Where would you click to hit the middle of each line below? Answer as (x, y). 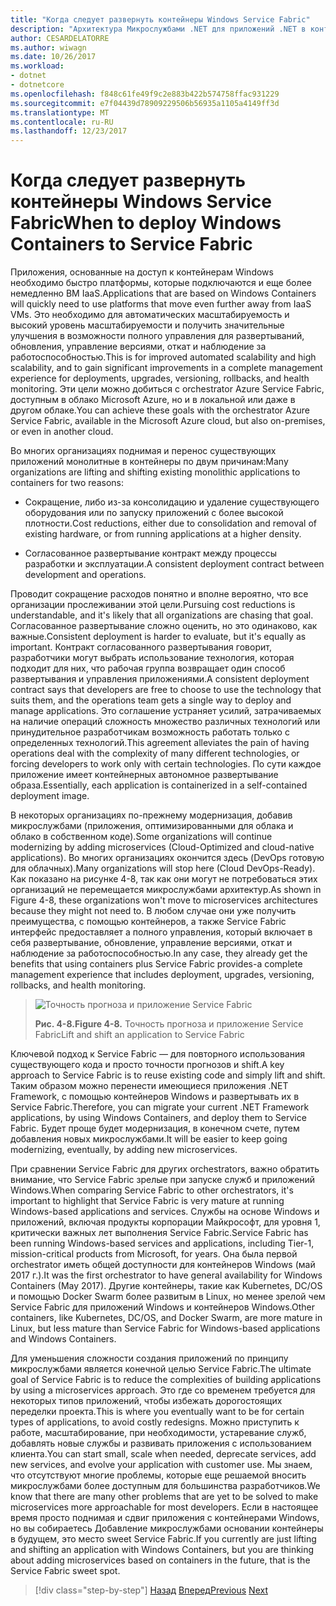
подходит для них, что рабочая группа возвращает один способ (148, 668)
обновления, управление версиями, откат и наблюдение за (138, 347)
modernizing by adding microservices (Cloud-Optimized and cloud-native (162, 847)
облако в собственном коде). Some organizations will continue (141, 837)
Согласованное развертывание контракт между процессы (151, 553)
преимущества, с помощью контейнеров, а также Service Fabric (148, 922)
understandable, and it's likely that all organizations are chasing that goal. (162, 615)
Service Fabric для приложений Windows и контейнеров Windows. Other (163, 1307)
